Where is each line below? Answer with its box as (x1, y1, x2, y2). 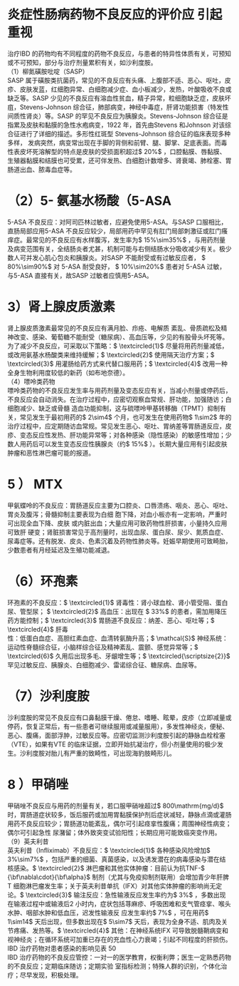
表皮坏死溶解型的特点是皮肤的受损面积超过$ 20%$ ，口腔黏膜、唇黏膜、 (13, 147, 226, 155)
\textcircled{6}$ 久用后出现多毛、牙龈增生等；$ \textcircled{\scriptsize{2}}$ (7, 652, 231, 660)
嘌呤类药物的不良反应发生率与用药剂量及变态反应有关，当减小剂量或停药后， (7, 386, 232, 394)
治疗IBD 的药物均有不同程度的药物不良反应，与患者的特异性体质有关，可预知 (7, 49, 231, 58)
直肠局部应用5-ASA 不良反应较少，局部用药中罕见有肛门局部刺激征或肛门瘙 (7, 226, 228, 235)
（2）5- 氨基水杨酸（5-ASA (7, 193, 172, 209)
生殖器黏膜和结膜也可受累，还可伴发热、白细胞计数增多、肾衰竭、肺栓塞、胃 (7, 156, 232, 165)
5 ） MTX (7, 476, 63, 492)
